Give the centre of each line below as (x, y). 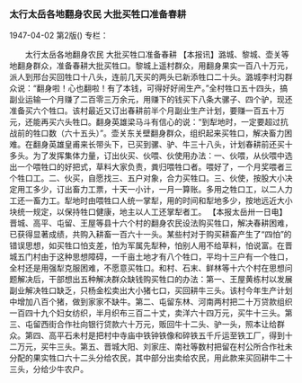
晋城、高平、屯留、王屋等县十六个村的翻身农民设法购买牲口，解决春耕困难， (151, 223)
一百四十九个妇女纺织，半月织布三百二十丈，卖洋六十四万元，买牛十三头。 (147, 313)
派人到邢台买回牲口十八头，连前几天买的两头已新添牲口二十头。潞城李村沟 (147, 77)
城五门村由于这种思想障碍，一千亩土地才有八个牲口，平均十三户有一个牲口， (151, 257)
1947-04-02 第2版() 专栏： (59, 36)
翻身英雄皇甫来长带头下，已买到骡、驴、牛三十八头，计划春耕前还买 (159, 145)
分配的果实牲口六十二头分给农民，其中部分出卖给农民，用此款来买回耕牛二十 (151, 358)
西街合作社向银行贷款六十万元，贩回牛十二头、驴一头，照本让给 (158, 325)
